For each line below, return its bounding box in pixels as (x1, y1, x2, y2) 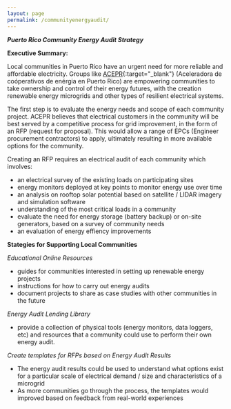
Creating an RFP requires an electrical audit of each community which (7, 154, 206, 163)
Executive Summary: (7, 49, 68, 57)
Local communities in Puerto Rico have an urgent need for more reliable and (7, 62, 223, 70)
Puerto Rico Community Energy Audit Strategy (7, 35, 143, 43)
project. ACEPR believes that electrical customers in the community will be (7, 112, 219, 121)
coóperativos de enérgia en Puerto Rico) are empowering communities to (7, 77, 215, 85)
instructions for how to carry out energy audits (17, 281, 150, 290)
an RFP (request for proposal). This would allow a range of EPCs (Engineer (7, 127, 219, 135)
